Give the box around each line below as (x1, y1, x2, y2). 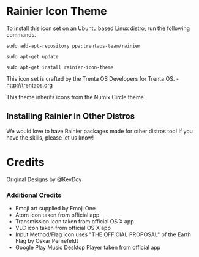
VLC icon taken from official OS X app (15, 224, 111, 231)
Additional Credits (6, 191, 62, 199)
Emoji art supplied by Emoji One (15, 204, 96, 212)
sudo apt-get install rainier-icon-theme (6, 64, 114, 70)
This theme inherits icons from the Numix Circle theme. (6, 93, 146, 100)
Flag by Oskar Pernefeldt (15, 237, 78, 244)
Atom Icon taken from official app (15, 211, 100, 218)
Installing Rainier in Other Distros (6, 111, 135, 122)
